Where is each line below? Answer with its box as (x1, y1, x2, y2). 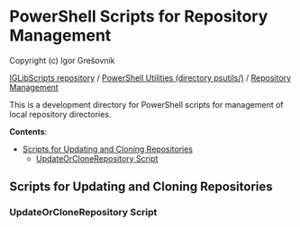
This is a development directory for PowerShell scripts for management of (9, 99, 284, 109)
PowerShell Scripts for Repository (9, 6, 268, 27)
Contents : (9, 126, 48, 136)
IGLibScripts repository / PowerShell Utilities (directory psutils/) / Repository (9, 72, 291, 83)
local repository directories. (9, 109, 112, 119)
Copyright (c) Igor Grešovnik (9, 55, 115, 65)
